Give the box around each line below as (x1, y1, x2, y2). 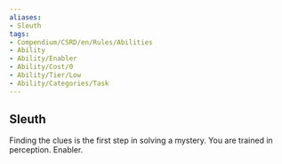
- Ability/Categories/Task (9, 79, 109, 88)
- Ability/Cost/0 (9, 63, 74, 72)
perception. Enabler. (9, 144, 84, 155)
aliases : (9, 12, 42, 22)
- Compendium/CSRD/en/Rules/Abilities (9, 37, 153, 47)
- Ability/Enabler (9, 54, 77, 63)
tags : (9, 29, 29, 38)
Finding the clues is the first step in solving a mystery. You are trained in (9, 135, 273, 146)
